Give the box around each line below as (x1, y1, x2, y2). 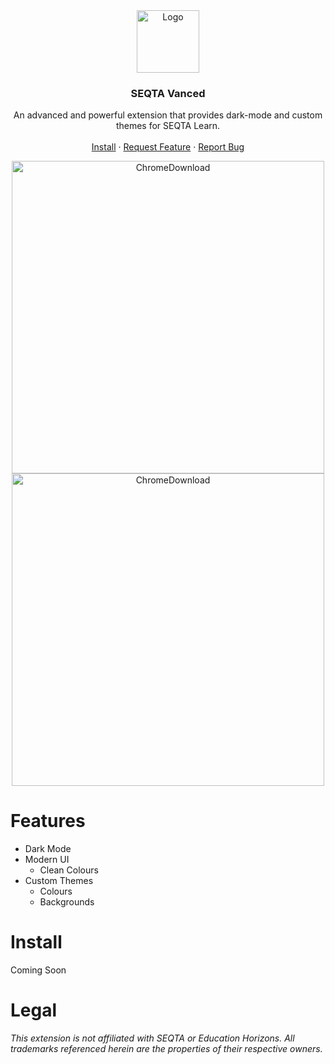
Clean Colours (39, 864, 99, 876)
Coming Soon (10, 964, 67, 976)
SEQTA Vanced (130, 86, 206, 100)
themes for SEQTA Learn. (115, 120, 221, 132)
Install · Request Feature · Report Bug (91, 141, 245, 153)
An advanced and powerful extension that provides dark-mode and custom (13, 109, 323, 121)
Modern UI (24, 854, 70, 866)
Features (10, 810, 86, 833)
